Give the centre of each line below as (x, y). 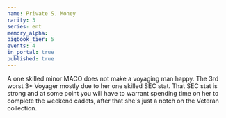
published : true (31, 59)
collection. (22, 108)
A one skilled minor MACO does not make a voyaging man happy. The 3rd (113, 78)
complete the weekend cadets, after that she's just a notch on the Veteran (113, 101)
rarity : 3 (22, 20)
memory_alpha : (28, 33)
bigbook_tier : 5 (31, 40)
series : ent (24, 26)
